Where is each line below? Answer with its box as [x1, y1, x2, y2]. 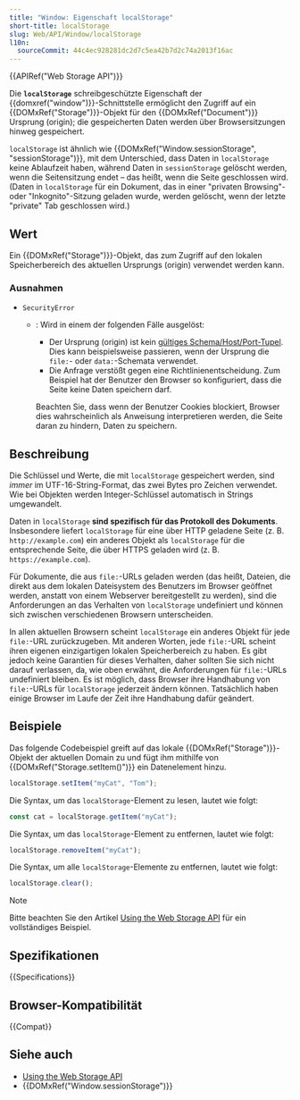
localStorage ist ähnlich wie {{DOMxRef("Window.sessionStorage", [9, 144, 257, 155]
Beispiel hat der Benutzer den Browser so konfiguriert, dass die [48, 374, 282, 385]
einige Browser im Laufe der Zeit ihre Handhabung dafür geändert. [9, 693, 254, 704]
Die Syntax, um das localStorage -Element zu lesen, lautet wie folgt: [9, 794, 259, 805]
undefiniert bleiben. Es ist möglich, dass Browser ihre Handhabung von [9, 674, 271, 684]
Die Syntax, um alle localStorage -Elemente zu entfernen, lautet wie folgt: [9, 861, 279, 872]
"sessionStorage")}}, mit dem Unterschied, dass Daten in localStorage [9, 153, 270, 164]
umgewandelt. [9, 499, 62, 509]
